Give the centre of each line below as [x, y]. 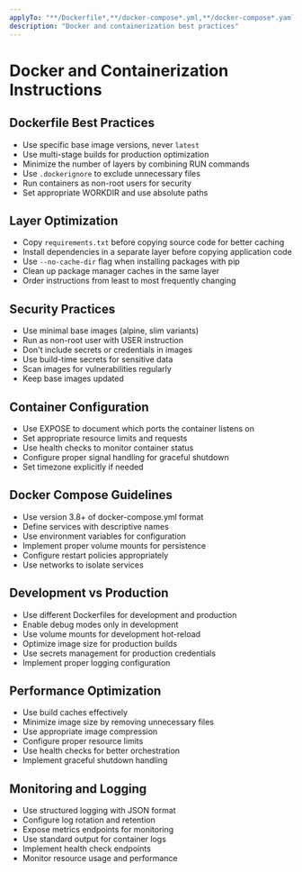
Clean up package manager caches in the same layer [121, 271]
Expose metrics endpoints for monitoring [98, 830]
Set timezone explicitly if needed [83, 467]
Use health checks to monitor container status [108, 448]
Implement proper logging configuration [96, 662]
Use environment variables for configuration [104, 536]
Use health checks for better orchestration [101, 751]
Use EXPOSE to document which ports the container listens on [138, 428]
